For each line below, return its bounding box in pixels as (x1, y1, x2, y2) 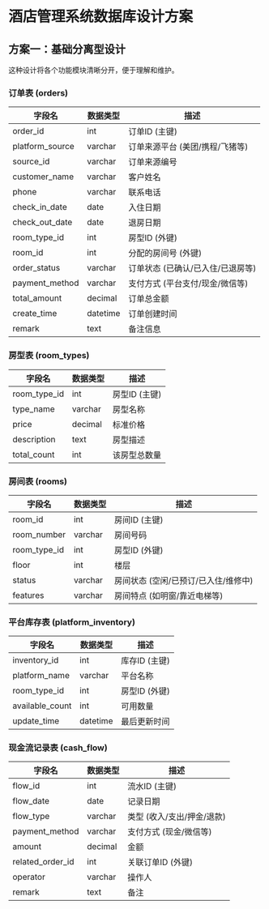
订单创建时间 (128, 309, 177, 320)
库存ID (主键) (121, 655, 170, 667)
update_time (12, 715, 60, 727)
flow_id (12, 780, 41, 792)
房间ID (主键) (113, 514, 164, 525)
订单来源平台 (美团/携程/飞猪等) (128, 141, 249, 152)
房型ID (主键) (112, 388, 162, 399)
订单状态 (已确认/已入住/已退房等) (128, 262, 257, 274)
